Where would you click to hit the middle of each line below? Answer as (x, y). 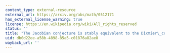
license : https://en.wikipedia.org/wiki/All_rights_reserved (71, 24)
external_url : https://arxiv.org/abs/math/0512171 (60, 15)
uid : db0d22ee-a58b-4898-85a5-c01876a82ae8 (52, 38)
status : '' (17, 29)
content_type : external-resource (40, 10)
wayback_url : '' (22, 43)
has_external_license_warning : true (44, 19)
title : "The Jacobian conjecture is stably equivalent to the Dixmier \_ (83, 33)
